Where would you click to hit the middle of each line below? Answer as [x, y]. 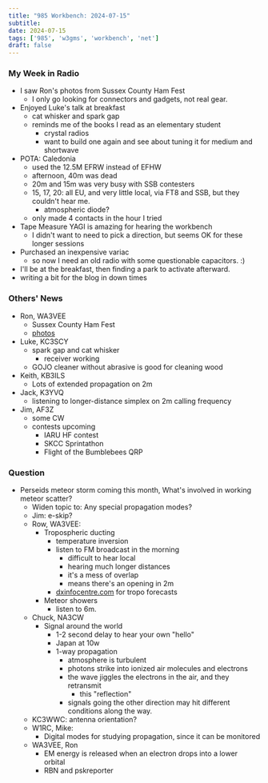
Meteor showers [71, 601]
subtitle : [25, 23]
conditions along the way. [110, 711]
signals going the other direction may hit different [149, 703]
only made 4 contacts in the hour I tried [97, 218]
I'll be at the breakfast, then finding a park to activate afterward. [125, 270]
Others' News [36, 298]
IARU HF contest [71, 435]
